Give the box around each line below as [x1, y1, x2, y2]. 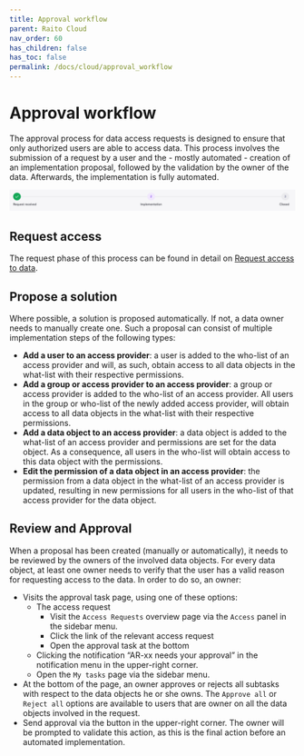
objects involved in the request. [22, 707, 141, 718]
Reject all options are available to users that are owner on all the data [22, 698, 288, 709]
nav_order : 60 [9, 34, 64, 43]
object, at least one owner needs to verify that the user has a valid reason [9, 564, 285, 575]
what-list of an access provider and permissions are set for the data [22, 436, 277, 447]
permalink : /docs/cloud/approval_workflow [9, 63, 172, 72]
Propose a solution [9, 289, 118, 304]
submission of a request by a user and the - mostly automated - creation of [9, 152, 290, 163]
